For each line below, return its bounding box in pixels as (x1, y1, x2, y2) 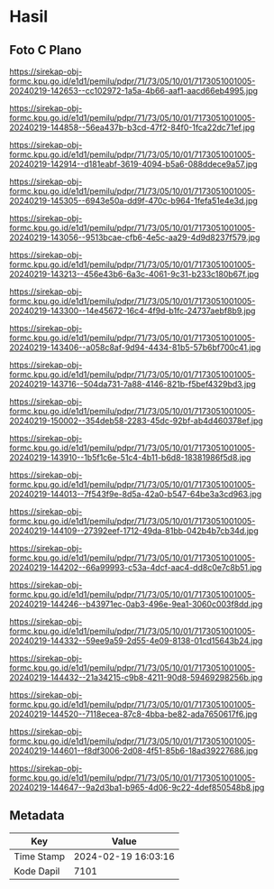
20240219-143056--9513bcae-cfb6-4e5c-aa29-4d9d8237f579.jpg (9, 232, 260, 243)
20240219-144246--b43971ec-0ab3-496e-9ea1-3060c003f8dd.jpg (9, 598, 263, 609)
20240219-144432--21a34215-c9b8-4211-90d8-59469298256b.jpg (9, 672, 263, 682)
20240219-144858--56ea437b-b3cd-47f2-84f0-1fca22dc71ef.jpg (9, 122, 255, 133)
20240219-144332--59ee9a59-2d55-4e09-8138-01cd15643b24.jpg (9, 635, 263, 646)
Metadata (9, 808, 65, 823)
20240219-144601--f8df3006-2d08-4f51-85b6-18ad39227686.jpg (9, 745, 259, 755)
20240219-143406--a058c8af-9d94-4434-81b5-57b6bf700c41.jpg (9, 342, 261, 353)
